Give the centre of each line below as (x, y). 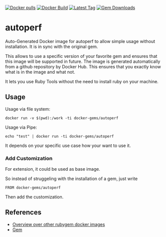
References (23, 213)
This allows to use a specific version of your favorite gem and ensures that (81, 56)
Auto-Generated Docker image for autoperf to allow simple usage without (80, 41)
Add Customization (29, 158)
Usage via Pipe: (21, 127)
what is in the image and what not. (40, 72)
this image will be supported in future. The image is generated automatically (83, 61)
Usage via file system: (28, 109)
